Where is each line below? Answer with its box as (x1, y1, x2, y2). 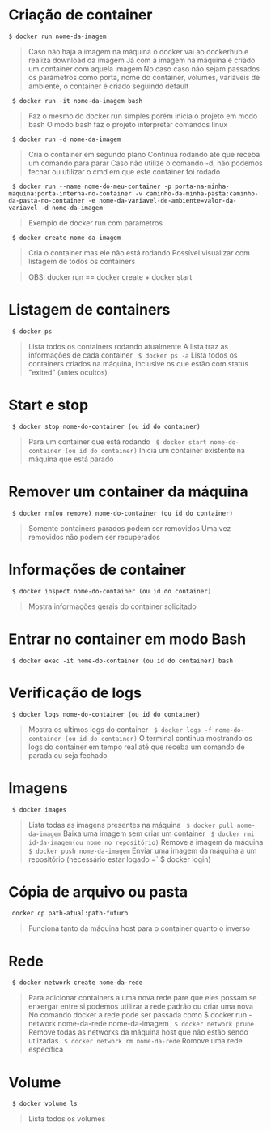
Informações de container (8, 560, 186, 579)
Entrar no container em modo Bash (8, 630, 247, 648)
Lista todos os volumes (28, 1114, 106, 1124)
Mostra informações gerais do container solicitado (28, 602, 197, 611)
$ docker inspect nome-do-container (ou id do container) (11, 587, 212, 595)
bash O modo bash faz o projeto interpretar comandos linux (28, 119, 228, 129)
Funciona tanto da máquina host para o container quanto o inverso (28, 923, 251, 933)
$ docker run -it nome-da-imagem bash (11, 96, 143, 105)
